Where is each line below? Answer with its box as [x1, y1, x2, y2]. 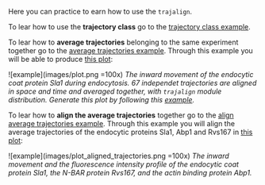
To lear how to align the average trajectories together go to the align [8, 110, 234, 120]
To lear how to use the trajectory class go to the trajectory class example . [8, 22, 252, 31]
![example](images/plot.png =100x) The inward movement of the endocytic [8, 70, 254, 79]
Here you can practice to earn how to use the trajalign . [8, 7, 193, 16]
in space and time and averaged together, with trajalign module [8, 87, 222, 96]
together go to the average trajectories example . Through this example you [8, 46, 254, 55]
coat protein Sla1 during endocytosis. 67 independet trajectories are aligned [8, 79, 257, 87]
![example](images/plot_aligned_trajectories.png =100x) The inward [8, 151, 230, 160]
